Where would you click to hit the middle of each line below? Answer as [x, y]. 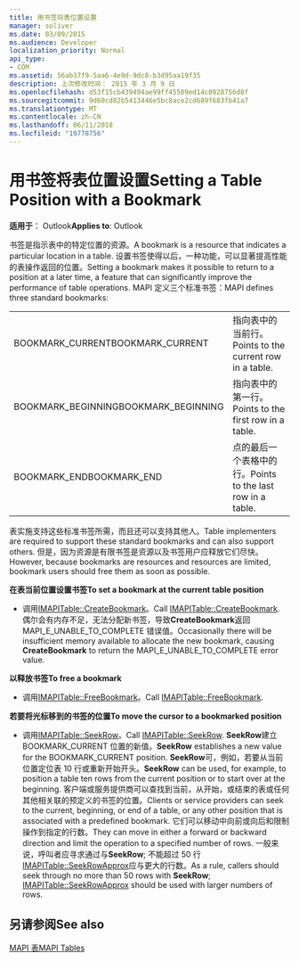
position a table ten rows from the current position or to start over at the [154, 778]
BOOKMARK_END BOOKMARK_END [88, 476]
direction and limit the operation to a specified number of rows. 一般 [146, 842]
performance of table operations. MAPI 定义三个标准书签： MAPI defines [141, 287]
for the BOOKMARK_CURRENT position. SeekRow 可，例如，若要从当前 [152, 757]
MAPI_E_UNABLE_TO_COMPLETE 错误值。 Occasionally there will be [147, 630]
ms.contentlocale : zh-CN [55, 117]
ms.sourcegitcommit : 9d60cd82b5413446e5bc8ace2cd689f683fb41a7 [129, 100]
